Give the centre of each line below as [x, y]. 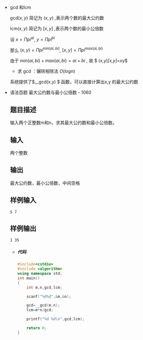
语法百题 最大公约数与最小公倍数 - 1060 [51, 92]
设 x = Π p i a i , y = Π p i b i [32, 39]
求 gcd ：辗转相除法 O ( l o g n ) [46, 71]
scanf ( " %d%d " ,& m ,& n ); [49, 296]
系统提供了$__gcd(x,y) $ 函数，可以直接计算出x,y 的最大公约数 [74, 82]
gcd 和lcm [20, 7]
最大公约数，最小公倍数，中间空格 [45, 183]
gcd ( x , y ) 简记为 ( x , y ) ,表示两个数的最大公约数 [57, 18]
